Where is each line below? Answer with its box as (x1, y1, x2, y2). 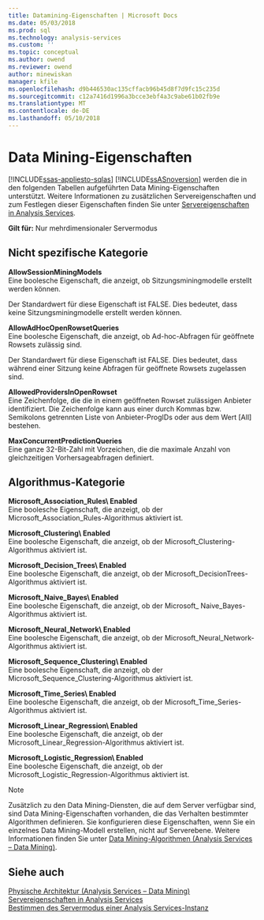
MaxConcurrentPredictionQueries (8, 436, 122, 445)
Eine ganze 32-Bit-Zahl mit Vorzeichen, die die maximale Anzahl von (8, 444, 231, 454)
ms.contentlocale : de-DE (8, 107, 90, 115)
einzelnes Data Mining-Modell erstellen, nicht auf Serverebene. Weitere (8, 826, 240, 836)
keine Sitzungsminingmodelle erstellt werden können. (8, 307, 183, 317)
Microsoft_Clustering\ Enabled (8, 528, 110, 538)
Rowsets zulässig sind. (8, 340, 83, 349)
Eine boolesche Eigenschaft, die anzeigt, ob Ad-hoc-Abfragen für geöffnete (8, 331, 255, 340)
